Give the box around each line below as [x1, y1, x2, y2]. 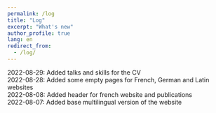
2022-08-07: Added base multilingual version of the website [7, 98, 182, 106]
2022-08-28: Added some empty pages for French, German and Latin [7, 75, 210, 84]
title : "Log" [7, 17, 46, 24]
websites [7, 83, 34, 91]
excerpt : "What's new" [7, 23, 74, 30]
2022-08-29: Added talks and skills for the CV [7, 68, 142, 77]
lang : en [7, 36, 33, 43]
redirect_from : [7, 43, 52, 50]
